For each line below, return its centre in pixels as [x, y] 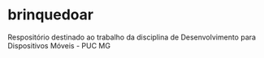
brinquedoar [51, 15]
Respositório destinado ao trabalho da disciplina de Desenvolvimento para [132, 37]
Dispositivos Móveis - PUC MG [59, 45]
